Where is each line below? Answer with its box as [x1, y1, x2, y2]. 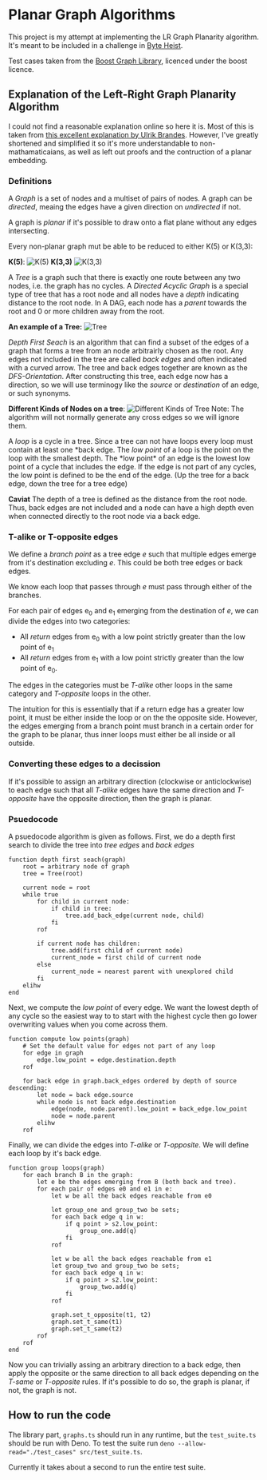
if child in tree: [50, 904, 112, 912]
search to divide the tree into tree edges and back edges [8, 840, 195, 849]
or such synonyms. [8, 389, 72, 398]
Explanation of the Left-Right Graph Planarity [8, 88, 237, 102]
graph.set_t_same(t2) [50, 1325, 124, 1333]
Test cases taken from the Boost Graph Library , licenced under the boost [8, 56, 248, 66]
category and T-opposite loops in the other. [8, 689, 151, 699]
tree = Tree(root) [22, 869, 84, 877]
